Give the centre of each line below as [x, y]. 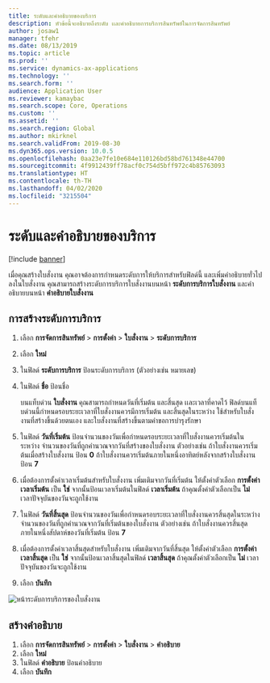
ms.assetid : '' [34, 121]
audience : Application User [56, 91]
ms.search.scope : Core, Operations [68, 106]
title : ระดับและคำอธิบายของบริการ [52, 16]
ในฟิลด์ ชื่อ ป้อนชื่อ [45, 386]
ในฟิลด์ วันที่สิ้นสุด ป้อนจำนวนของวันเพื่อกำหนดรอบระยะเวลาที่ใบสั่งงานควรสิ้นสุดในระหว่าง [140, 514]
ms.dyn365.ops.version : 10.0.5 [61, 151]
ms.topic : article [39, 53]
